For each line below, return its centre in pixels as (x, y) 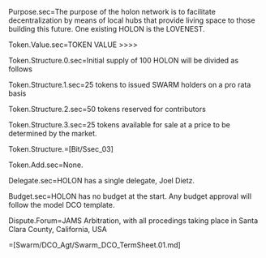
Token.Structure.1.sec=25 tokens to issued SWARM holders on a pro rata (130, 85)
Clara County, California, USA (58, 229)
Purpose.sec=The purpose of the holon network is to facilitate (112, 12)
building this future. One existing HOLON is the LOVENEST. (107, 29)
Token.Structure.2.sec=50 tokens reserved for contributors (107, 109)
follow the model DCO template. (62, 205)
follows (20, 69)
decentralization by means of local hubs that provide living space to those (132, 20)
